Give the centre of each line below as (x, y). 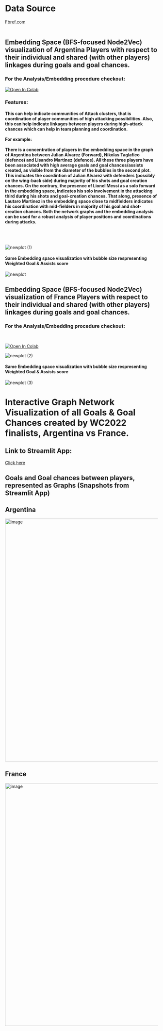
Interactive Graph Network (60, 402)
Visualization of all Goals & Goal (70, 413)
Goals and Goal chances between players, (70, 478)
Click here (15, 463)
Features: (16, 102)
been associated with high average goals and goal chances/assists (74, 165)
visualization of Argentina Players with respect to (81, 50)
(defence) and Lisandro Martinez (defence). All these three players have (79, 160)
